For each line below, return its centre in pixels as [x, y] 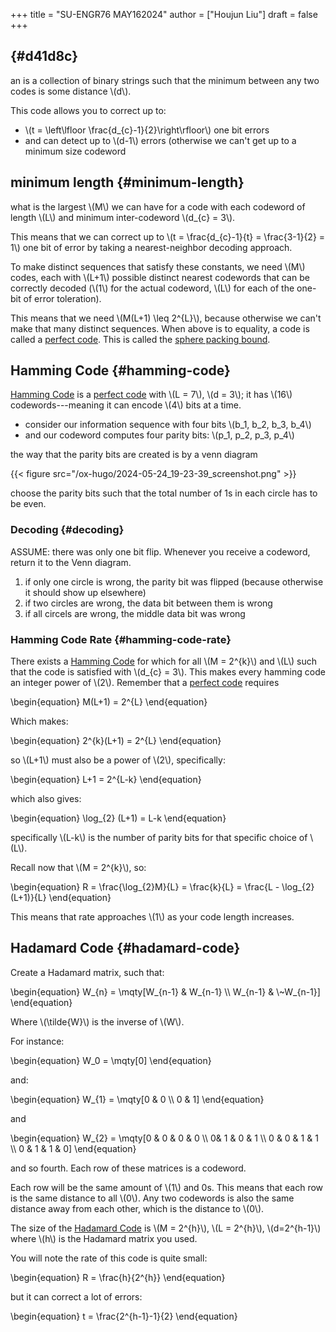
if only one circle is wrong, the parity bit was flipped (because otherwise [174, 581]
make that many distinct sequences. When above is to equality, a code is [160, 328]
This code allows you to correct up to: [88, 110]
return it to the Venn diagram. [71, 562]
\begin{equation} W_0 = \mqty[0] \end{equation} [111, 1060]
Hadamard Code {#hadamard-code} [125, 948]
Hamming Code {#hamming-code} [120, 370]
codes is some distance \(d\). [71, 91]
